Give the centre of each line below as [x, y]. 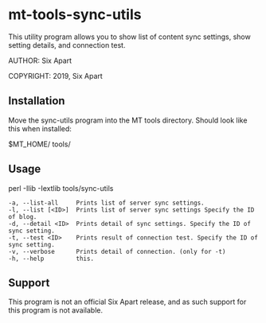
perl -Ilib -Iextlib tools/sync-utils [61, 188]
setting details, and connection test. [67, 45]
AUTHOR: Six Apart [40, 60]
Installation [37, 101]
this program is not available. [56, 310]
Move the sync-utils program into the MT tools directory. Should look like [128, 120]
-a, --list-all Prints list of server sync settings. [106, 203]
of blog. [23, 216]
